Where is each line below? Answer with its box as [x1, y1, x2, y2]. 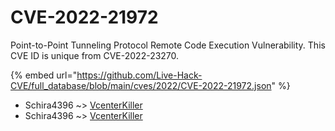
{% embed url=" [10, 69, 78, 81]
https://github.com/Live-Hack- [76, 69, 203, 81]
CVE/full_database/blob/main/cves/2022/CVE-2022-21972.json [10, 79, 272, 91]
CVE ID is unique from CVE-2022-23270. [10, 49, 180, 61]
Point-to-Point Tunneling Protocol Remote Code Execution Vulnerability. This [10, 39, 326, 51]
